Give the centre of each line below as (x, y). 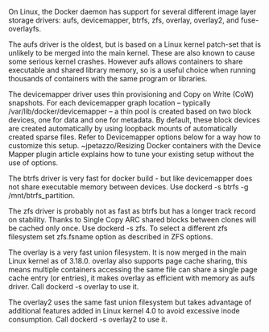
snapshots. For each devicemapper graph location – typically (110, 103)
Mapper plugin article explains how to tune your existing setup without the (131, 154)
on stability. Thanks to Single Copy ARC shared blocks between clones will (132, 220)
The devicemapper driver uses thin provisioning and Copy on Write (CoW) (131, 94)
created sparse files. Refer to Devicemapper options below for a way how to (134, 137)
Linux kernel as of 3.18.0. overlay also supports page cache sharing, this (128, 261)
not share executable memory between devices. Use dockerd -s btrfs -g (128, 187)
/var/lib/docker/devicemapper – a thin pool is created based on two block (130, 111)
